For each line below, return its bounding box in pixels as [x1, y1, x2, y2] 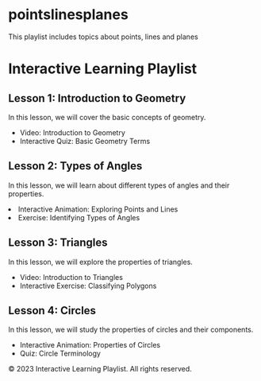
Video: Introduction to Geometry [19, 127, 125, 137]
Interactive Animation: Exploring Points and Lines [18, 204, 178, 214]
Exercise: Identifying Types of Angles [18, 212, 140, 222]
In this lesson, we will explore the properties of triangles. [8, 257, 193, 266]
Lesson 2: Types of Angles [8, 159, 143, 173]
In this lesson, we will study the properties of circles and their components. [8, 325, 254, 335]
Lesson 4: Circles [8, 304, 97, 317]
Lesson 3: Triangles [8, 236, 109, 250]
